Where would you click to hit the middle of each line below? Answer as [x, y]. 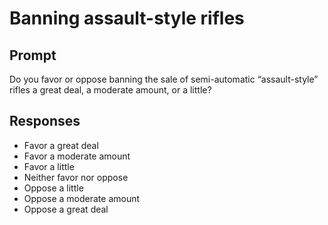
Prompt [33, 55]
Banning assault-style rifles [127, 18]
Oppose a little [53, 188]
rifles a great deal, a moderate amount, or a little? [110, 90]
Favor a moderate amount [77, 156]
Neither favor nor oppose [76, 177]
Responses [45, 121]
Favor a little [49, 166]
